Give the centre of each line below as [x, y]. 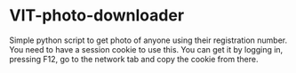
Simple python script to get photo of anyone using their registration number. [148, 40]
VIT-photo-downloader [97, 16]
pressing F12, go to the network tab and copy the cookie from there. [134, 59]
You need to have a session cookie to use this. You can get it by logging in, [146, 49]
